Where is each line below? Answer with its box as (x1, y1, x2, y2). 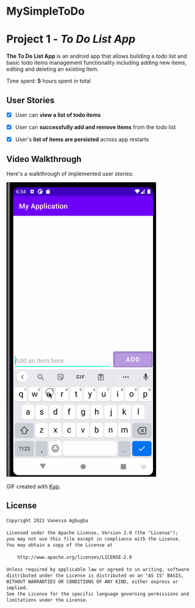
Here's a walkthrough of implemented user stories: (6, 170, 134, 177)
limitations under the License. (6, 597, 88, 603)
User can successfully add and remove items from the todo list (15, 123, 176, 131)
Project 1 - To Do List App (6, 32, 136, 46)
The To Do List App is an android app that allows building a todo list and (6, 53, 187, 60)
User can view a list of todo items (15, 111, 101, 119)
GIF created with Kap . (6, 483, 61, 490)
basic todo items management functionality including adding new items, (6, 59, 187, 67)
